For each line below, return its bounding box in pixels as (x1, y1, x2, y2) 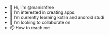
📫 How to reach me (9, 25, 50, 30)
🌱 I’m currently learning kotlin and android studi (9, 15, 105, 20)
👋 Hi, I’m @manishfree (9, 5, 54, 10)
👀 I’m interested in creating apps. (9, 9, 76, 15)
